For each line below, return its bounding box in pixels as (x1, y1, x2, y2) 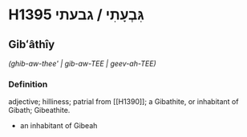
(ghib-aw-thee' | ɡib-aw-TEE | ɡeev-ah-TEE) (8, 58, 156, 68)
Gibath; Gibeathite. (8, 106, 71, 115)
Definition (8, 79, 48, 90)
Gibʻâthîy (8, 38, 55, 51)
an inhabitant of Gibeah (19, 121, 98, 131)
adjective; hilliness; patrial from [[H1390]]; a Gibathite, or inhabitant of (8, 97, 239, 107)
